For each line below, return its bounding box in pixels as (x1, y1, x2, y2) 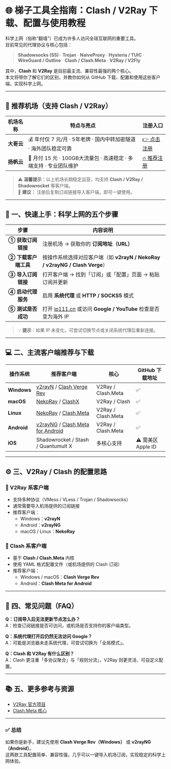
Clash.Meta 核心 (12, 707, 47, 713)
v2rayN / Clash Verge (36, 383, 88, 390)
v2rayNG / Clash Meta (36, 421, 90, 428)
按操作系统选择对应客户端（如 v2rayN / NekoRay (42, 254, 160, 261)
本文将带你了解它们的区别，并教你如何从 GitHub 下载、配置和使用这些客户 (5, 74, 161, 80)
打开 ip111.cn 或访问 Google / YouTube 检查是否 (42, 305, 160, 312)
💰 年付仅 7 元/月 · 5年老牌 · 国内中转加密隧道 (28, 136, 136, 143)
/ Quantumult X (36, 442, 73, 450)
